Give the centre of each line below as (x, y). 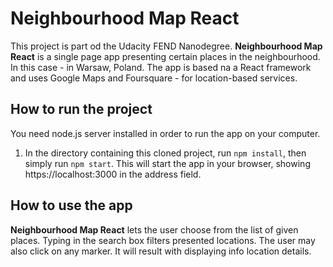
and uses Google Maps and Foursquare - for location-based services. (154, 78)
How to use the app (71, 205)
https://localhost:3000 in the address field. (113, 174)
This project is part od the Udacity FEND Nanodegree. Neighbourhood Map (166, 46)
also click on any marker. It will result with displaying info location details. (161, 251)
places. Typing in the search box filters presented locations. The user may (163, 240)
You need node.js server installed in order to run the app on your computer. (165, 133)
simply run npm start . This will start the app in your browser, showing (167, 163)
